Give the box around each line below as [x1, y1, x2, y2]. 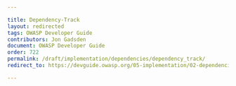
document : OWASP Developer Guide [7, 43, 105, 50]
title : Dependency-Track [7, 16, 80, 23]
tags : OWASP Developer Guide [7, 29, 93, 36]
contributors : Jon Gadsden [7, 36, 86, 43]
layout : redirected [7, 22, 65, 30]
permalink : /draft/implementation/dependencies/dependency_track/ [7, 55, 206, 63]
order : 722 [7, 49, 39, 56]
